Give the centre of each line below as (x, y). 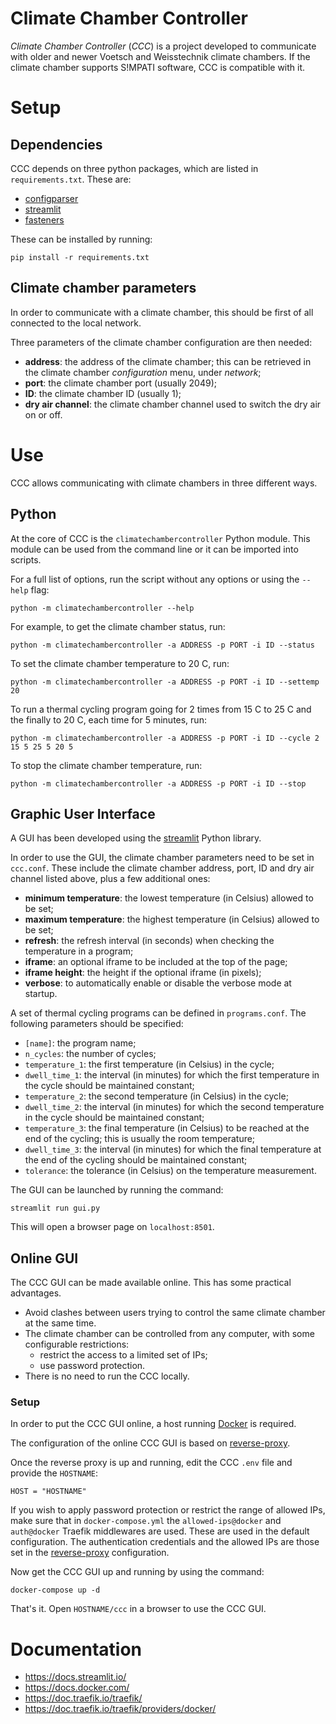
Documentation (76, 1649)
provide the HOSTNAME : (54, 1473)
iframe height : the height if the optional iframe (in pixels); (143, 973)
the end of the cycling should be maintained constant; (136, 1160)
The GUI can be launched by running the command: (117, 1190)
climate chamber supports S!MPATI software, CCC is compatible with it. (158, 67)
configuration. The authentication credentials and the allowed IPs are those (165, 1542)
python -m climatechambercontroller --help (102, 608)
